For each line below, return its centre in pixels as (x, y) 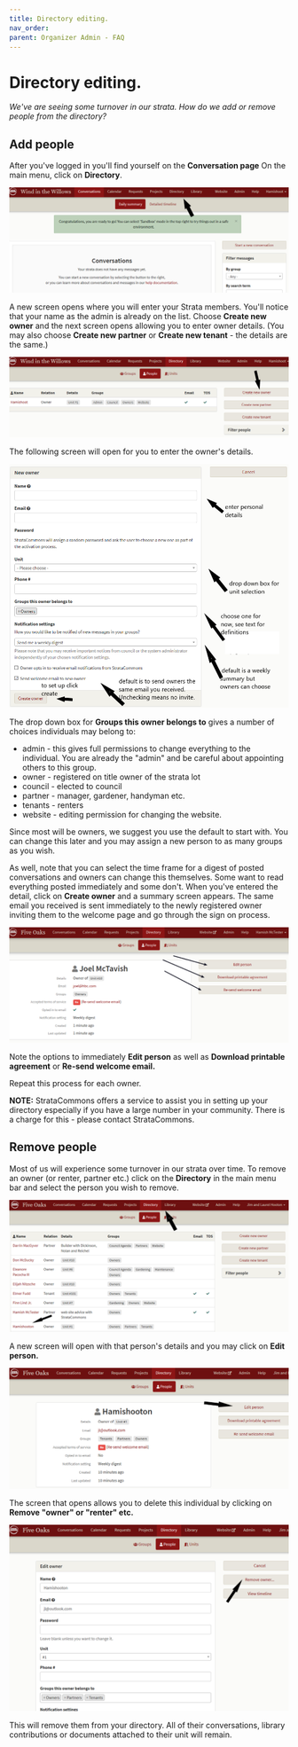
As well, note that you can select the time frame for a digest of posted (137, 867)
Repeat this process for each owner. (75, 1083)
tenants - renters (53, 805)
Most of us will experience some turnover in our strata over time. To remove (148, 1168)
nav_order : (29, 28)
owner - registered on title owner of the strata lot (111, 777)
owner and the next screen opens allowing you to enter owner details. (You (147, 325)
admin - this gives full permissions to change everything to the (136, 748)
